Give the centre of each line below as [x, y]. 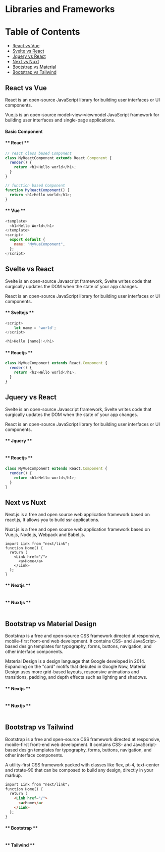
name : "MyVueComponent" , [40, 244]
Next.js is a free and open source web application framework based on [78, 515]
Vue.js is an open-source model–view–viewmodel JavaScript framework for [82, 114]
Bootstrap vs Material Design [51, 624]
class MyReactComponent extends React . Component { [58, 158]
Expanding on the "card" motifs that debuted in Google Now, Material [76, 667]
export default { [27, 240]
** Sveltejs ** [20, 313]
